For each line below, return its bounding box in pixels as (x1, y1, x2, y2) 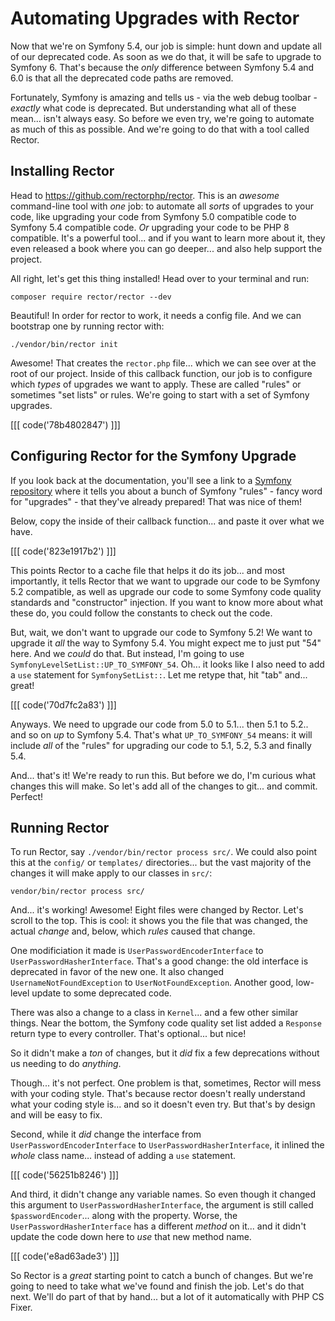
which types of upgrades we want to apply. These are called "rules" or (10, 378, 302, 390)
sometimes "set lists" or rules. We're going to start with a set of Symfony (10, 388, 310, 401)
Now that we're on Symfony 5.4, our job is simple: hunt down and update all (10, 40, 322, 52)
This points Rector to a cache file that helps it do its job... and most (10, 564, 286, 576)
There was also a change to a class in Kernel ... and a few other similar (10, 1007, 299, 1019)
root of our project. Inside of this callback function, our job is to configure (10, 367, 313, 379)
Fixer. (10, 1302, 33, 1314)
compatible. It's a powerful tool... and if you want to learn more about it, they (10, 232, 326, 244)
